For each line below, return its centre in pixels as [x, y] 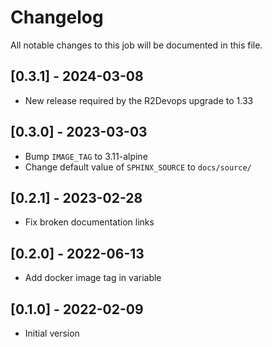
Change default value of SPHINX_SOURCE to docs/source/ [138, 167]
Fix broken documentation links [89, 222]
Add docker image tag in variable [93, 278]
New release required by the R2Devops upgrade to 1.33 [139, 100]
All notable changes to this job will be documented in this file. [136, 45]
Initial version [52, 333]
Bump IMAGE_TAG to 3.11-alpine [86, 156]
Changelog [57, 17]
